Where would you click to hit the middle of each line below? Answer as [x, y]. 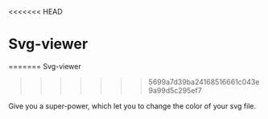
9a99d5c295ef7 [175, 90]
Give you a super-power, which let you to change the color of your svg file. [132, 106]
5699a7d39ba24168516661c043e [204, 82]
